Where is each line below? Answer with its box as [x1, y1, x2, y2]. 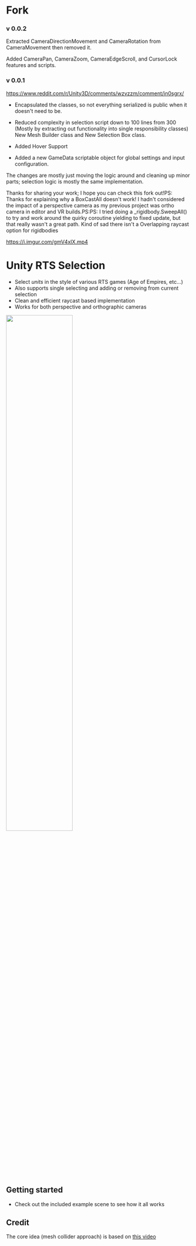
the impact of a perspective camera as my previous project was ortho [6, 202, 174, 209]
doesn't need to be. [14, 107, 62, 115]
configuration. [14, 160, 49, 168]
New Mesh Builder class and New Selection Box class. [14, 131, 146, 138]
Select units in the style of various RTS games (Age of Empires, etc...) [14, 278, 184, 285]
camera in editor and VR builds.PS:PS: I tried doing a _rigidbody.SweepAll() [6, 208, 188, 215]
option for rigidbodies [6, 227, 59, 234]
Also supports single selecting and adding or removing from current [14, 284, 179, 292]
